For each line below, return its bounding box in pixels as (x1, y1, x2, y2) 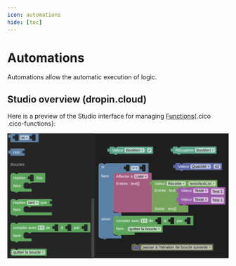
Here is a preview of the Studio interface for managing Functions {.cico (7, 112, 211, 121)
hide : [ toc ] (7, 18, 42, 26)
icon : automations (7, 11, 61, 18)
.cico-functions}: (7, 119, 56, 128)
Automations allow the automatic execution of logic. (7, 73, 157, 81)
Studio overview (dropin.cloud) (7, 93, 147, 105)
